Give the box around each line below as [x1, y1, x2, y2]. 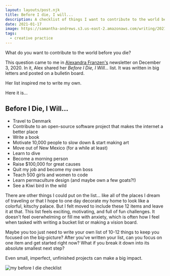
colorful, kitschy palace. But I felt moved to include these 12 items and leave [5, 203, 163, 209]
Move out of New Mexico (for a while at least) [12, 145, 108, 151]
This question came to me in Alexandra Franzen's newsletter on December [5, 59, 161, 65]
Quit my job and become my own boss [12, 166, 93, 172]
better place [12, 129, 38, 135]
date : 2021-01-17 [5, 21, 42, 27]
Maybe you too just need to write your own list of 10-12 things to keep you [5, 229, 159, 235]
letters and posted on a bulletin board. [5, 70, 85, 76]
